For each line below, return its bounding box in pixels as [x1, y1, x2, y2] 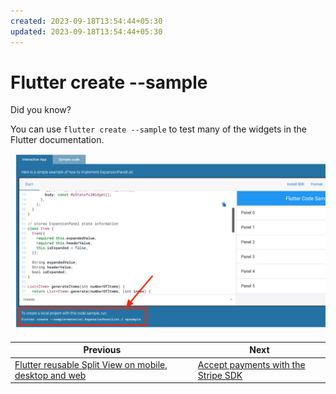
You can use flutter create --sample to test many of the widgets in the [10, 123, 307, 135]
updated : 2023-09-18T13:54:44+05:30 [10, 26, 163, 37]
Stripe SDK [197, 369, 243, 381]
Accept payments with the [197, 358, 306, 370]
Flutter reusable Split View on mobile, [14, 358, 168, 370]
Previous [83, 344, 122, 356]
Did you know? [10, 104, 72, 116]
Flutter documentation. [10, 134, 105, 146]
